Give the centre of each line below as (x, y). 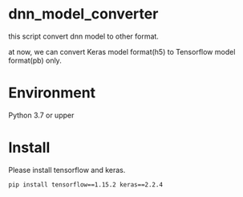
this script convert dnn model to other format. (83, 36)
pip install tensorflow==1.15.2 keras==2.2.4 (85, 185)
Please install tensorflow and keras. (67, 170)
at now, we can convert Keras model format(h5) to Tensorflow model (122, 51)
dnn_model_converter (83, 14)
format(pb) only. (35, 60)
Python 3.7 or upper (41, 115)
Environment (52, 93)
